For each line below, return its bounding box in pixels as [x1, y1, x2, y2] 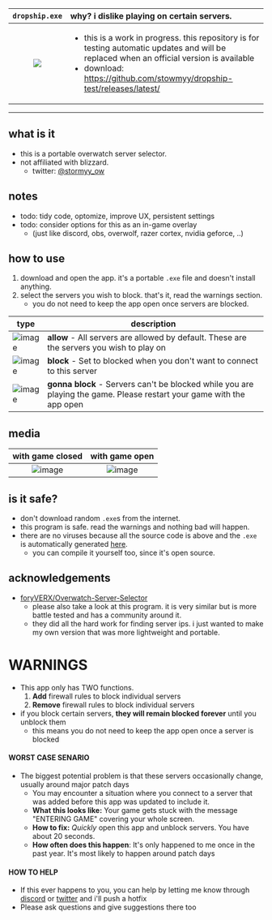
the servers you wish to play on [47, 342, 166, 354]
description [130, 318, 176, 329]
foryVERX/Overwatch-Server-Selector [19, 592, 148, 603]
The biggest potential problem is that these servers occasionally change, [19, 771, 264, 781]
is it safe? [8, 492, 58, 505]
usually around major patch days [19, 780, 130, 789]
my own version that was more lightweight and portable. [32, 627, 220, 637]
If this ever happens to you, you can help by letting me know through [19, 885, 250, 895]
